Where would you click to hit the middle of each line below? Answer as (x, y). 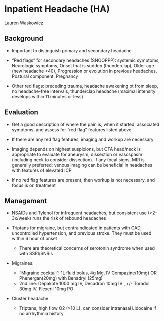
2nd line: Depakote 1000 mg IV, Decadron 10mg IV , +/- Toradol (84, 284)
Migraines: (23, 263)
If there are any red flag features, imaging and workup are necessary (82, 139)
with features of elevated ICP (42, 170)
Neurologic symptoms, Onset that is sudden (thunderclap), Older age (83, 65)
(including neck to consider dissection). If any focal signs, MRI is (78, 160)
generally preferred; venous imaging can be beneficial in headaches (82, 165)
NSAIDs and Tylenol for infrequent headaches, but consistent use (79, 213)
